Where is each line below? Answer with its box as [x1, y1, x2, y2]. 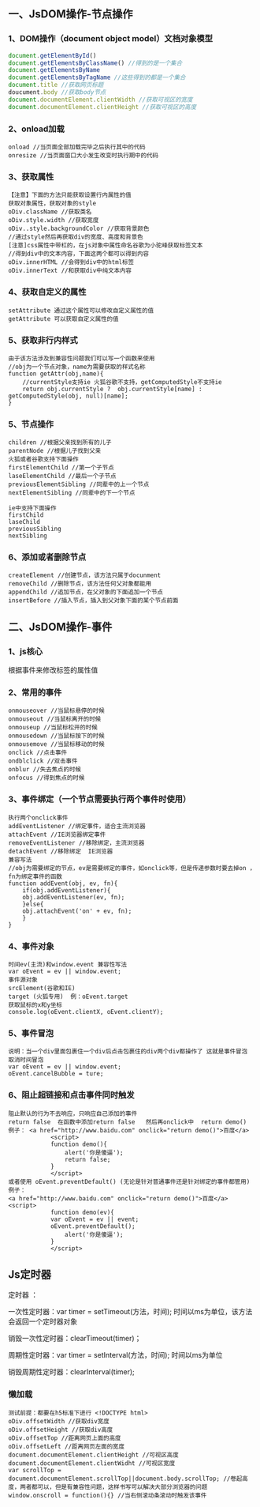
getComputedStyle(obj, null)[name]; [8, 392, 128, 400]
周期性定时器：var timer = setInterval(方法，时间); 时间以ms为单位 [8, 1351, 223, 1360]
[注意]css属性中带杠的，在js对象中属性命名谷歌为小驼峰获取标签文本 [8, 242, 203, 250]
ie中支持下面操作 [8, 504, 57, 512]
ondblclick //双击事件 [8, 757, 78, 765]
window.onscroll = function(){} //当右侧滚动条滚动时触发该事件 [8, 1491, 207, 1499]
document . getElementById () [8, 51, 97, 59]
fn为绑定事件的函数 [8, 872, 63, 880]
